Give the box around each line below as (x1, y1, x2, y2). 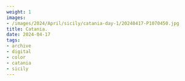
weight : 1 (6, 9, 32, 15)
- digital (6, 49, 32, 55)
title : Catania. (6, 26, 48, 32)
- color (6, 54, 26, 60)
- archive (6, 43, 32, 49)
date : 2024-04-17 (6, 32, 51, 38)
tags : (6, 37, 20, 43)
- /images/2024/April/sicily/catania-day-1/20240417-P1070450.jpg (6, 20, 179, 26)
